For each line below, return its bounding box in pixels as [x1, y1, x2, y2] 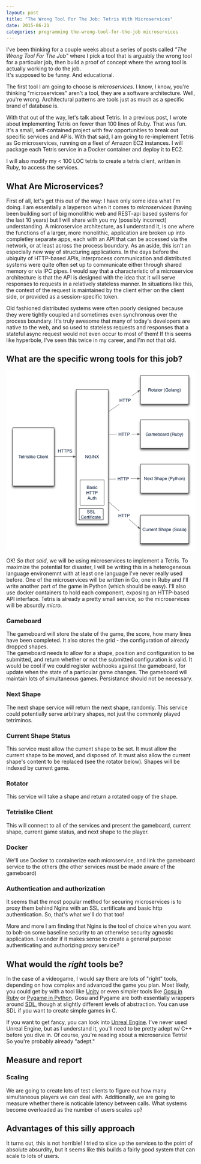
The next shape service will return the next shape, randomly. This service [6, 704, 188, 711]
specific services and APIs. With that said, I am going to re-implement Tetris [6, 133, 194, 141]
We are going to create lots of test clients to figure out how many [6, 1086, 167, 1094]
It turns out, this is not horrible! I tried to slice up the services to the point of [6, 1139, 193, 1147]
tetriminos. [6, 716, 33, 724]
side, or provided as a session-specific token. [6, 293, 119, 300]
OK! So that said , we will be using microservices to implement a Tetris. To [6, 557, 188, 564]
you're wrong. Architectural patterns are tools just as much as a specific [6, 96, 184, 103]
